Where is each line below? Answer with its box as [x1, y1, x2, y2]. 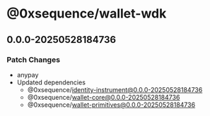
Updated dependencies [16, 78, 86, 86]
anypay [16, 70, 39, 79]
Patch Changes [6, 55, 61, 65]
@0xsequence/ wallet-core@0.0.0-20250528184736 [27, 93, 180, 101]
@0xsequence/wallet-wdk [6, 6, 167, 22]
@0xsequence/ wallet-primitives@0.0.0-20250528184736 [27, 101, 196, 109]
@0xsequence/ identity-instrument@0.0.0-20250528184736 [27, 85, 203, 94]
